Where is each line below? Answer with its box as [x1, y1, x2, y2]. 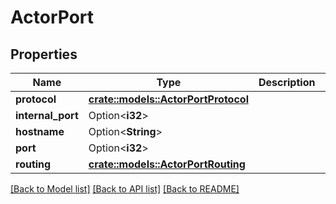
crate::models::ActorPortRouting [88, 157, 246, 171]
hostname [15, 125, 65, 138]
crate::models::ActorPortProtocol [88, 92, 249, 106]
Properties [10, 46, 78, 63]
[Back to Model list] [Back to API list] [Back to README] [10, 183, 240, 195]
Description [258, 76, 316, 89]
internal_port [15, 109, 79, 122]
